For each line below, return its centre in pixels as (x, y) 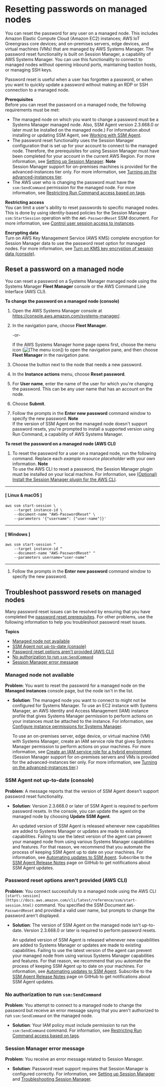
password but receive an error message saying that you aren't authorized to (82, 1011)
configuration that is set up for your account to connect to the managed (85, 145)
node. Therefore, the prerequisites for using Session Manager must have (86, 151)
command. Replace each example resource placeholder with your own (84, 458)
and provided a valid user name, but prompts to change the (95, 910)
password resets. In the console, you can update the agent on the (79, 811)
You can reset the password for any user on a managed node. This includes (82, 33)
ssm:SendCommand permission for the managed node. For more (74, 187)
